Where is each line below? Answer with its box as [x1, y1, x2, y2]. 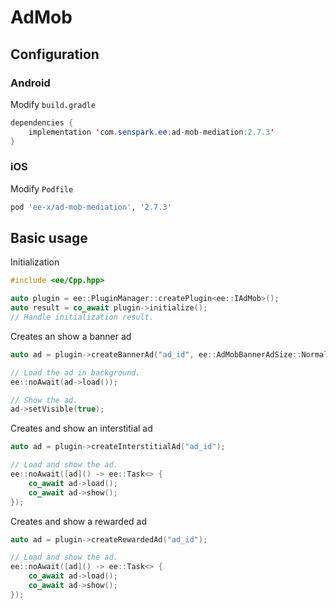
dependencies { [10, 117, 74, 128]
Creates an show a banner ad [10, 330, 132, 342]
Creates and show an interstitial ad [10, 422, 153, 435]
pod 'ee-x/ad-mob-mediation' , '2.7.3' [10, 202, 172, 212]
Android [10, 76, 51, 90]
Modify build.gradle [10, 98, 96, 110]
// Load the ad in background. [10, 367, 141, 378]
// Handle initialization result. [10, 312, 155, 323]
